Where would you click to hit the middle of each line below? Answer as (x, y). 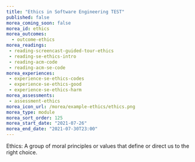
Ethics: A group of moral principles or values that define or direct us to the (98, 146)
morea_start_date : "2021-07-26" (46, 124)
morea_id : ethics (28, 28)
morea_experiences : (31, 73)
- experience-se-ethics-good (45, 85)
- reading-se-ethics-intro (43, 56)
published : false (28, 17)
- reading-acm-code (33, 62)
